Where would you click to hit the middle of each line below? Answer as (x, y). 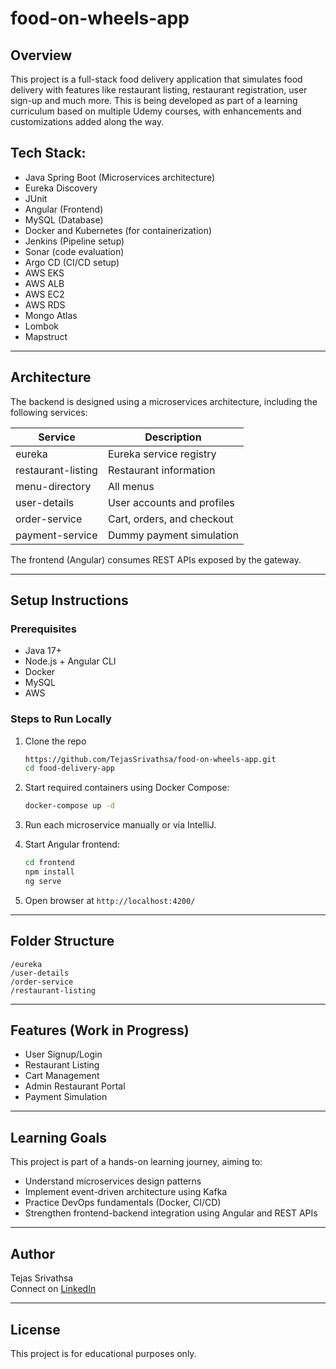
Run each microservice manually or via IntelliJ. (120, 825)
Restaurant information (161, 470)
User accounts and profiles (171, 502)
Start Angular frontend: (72, 844)
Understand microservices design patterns (113, 1181)
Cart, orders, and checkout (170, 519)
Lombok (42, 326)
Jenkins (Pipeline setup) (74, 241)
